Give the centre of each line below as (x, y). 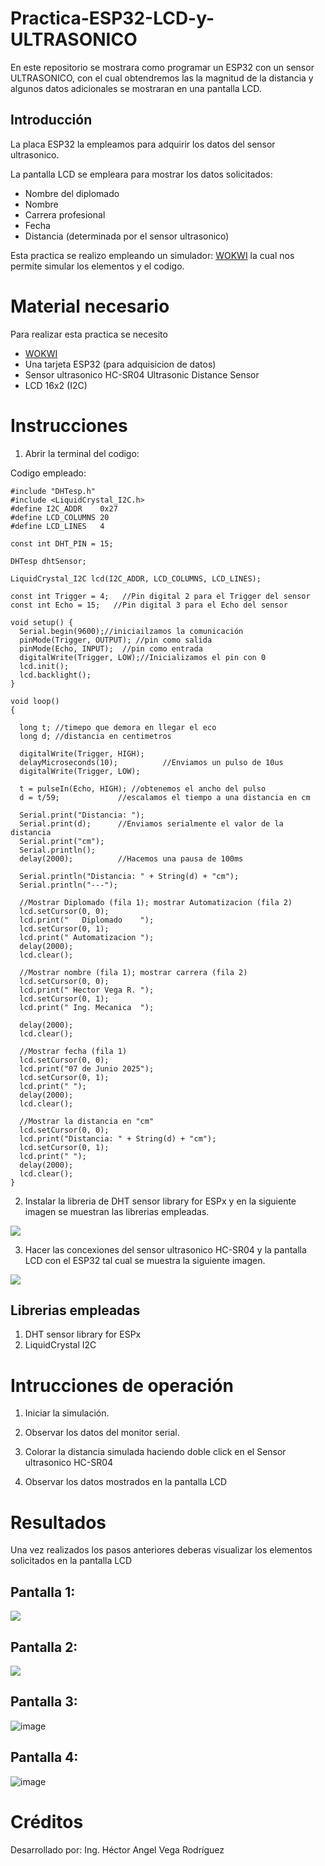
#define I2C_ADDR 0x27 (64, 508)
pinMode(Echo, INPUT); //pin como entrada (111, 648)
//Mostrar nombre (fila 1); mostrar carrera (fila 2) (133, 972)
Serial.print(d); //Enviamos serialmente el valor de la (151, 823)
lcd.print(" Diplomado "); (87, 920)
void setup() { (42, 622)
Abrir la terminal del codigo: (82, 453)
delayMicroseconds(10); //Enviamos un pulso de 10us (151, 762)
